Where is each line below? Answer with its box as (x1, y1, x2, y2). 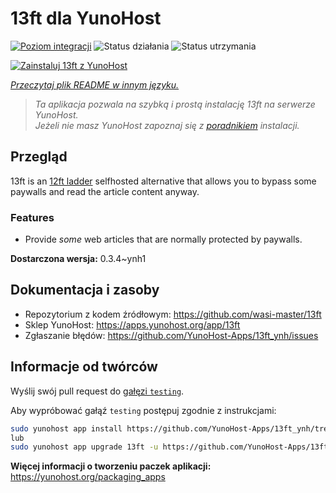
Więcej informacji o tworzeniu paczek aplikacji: (10, 460, 212, 472)
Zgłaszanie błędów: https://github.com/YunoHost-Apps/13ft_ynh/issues (24, 329, 319, 341)
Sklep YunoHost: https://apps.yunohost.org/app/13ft (24, 318, 241, 331)
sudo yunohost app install (10, 423, 123, 434)
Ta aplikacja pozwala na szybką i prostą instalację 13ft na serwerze (34, 98, 316, 110)
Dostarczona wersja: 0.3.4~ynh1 (10, 253, 147, 265)
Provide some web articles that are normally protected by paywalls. (24, 233, 303, 246)
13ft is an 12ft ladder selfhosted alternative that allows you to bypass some (10, 175, 317, 187)
